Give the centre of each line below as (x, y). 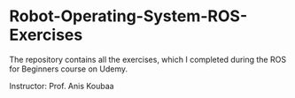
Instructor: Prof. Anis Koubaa (62, 86)
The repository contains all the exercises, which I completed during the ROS (147, 59)
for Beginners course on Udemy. (69, 69)
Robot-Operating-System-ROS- (128, 16)
